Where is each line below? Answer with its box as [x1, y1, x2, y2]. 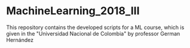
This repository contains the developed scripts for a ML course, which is [6, 24, 185, 31]
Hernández [6, 36, 34, 43]
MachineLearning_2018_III [6, 4, 140, 18]
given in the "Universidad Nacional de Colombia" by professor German [6, 30, 180, 37]
